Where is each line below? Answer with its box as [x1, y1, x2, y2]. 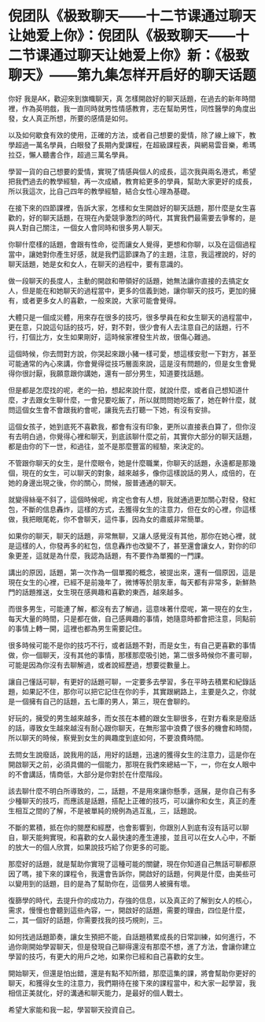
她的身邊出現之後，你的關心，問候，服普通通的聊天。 [8, 478, 181, 487]
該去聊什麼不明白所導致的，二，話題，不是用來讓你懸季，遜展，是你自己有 [8, 786, 249, 796]
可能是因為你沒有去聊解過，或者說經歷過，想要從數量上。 [8, 660, 194, 670]
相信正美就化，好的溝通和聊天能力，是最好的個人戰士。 [8, 988, 187, 998]
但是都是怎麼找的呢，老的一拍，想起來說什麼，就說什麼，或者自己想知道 [8, 385, 242, 395]
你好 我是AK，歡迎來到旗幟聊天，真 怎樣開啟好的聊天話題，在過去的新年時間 [8, 94, 256, 103]
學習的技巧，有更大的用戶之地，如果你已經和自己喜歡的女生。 [8, 951, 208, 961]
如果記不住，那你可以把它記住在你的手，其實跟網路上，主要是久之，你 [21, 686, 249, 696]
